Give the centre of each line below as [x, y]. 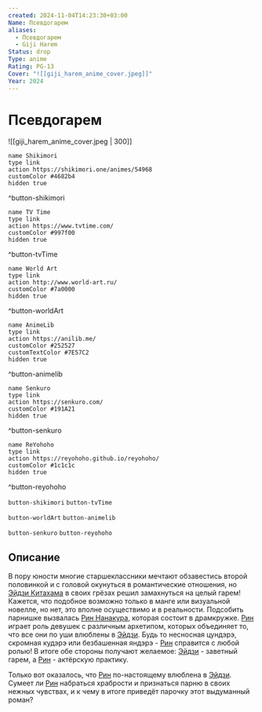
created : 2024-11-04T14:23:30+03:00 [68, 15]
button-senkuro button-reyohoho [60, 533]
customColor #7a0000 [42, 290]
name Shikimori [33, 156]
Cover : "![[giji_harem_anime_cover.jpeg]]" [80, 74]
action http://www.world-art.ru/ [63, 283]
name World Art [33, 269]
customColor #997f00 [42, 233]
